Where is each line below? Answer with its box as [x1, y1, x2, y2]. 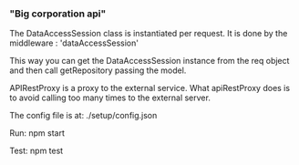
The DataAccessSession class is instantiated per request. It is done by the [9, 28, 288, 39]
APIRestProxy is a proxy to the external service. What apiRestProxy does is [9, 83, 290, 94]
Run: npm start [9, 128, 66, 139]
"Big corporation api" [9, 7, 107, 20]
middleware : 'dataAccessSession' [9, 37, 139, 48]
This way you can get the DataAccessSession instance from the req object [9, 56, 290, 67]
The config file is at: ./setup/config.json [9, 110, 158, 121]
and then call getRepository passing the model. [9, 65, 187, 76]
